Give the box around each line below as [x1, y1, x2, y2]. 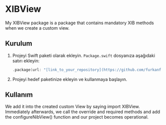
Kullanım [5, 90, 33, 99]
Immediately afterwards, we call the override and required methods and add [5, 109, 160, 115]
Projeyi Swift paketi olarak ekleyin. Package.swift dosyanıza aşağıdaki [12, 52, 155, 58]
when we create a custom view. [5, 25, 70, 31]
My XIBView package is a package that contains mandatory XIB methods [5, 20, 154, 26]
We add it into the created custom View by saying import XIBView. [5, 104, 140, 110]
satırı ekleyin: [12, 58, 40, 64]
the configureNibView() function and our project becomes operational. [5, 114, 149, 120]
